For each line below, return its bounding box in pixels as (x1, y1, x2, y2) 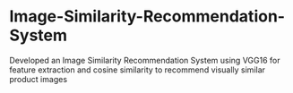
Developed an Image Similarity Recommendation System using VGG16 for (9, 55, 280, 65)
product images (9, 73, 68, 84)
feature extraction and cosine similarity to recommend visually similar (9, 64, 266, 75)
